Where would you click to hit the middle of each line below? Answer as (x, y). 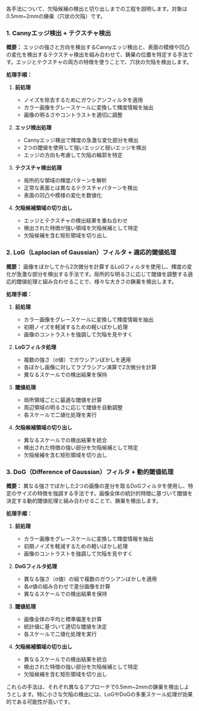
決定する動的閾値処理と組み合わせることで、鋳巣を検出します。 (84, 500)
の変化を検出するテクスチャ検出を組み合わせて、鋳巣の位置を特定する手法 (97, 55)
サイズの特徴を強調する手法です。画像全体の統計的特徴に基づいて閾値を (105, 493)
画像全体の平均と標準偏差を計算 (63, 619)
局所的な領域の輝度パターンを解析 (65, 180)
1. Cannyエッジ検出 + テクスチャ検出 (59, 33)
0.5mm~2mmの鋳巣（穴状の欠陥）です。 (56, 16)
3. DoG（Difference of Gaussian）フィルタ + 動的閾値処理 (90, 472)
